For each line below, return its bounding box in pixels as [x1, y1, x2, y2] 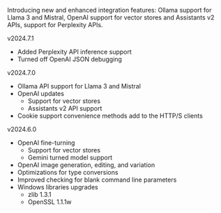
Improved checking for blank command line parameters [17, 175, 177, 184]
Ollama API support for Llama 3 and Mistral [17, 82, 142, 90]
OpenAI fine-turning [17, 139, 75, 147]
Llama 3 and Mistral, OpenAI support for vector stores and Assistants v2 [7, 13, 215, 22]
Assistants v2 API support [27, 104, 102, 112]
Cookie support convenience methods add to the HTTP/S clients [17, 111, 204, 120]
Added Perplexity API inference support [17, 48, 132, 56]
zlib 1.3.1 [27, 191, 52, 198]
